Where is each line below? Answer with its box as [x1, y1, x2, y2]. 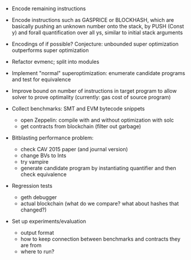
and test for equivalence [11, 76, 71, 83]
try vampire [20, 158, 49, 165]
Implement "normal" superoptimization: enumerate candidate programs [11, 70, 186, 76]
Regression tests [11, 183, 53, 189]
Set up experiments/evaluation [11, 218, 87, 225]
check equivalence [20, 171, 67, 178]
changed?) [20, 206, 47, 213]
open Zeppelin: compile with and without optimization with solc [20, 116, 174, 123]
